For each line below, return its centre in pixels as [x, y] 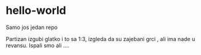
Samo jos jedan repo [32, 27]
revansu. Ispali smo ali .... [38, 45]
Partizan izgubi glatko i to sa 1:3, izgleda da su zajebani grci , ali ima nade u [100, 39]
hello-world [36, 11]
